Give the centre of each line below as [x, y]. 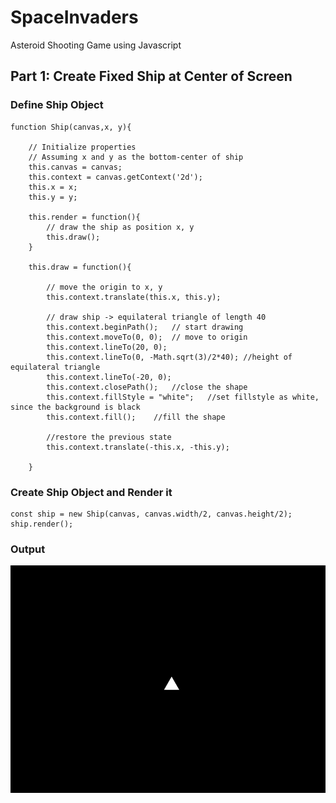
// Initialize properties [82, 147]
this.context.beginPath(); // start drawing [145, 327]
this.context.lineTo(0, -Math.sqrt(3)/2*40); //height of [169, 357]
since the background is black [75, 407]
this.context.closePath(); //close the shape [147, 387]
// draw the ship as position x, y [120, 227]
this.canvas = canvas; [75, 167]
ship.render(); [42, 524]
